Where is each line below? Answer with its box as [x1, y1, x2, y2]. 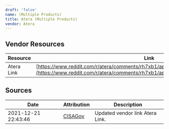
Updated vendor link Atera [95, 109, 157, 116]
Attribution [63, 101, 90, 108]
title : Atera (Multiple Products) [5, 16, 78, 21]
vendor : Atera [5, 21, 35, 26]
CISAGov [63, 112, 84, 119]
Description [114, 101, 142, 108]
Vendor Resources [5, 39, 65, 48]
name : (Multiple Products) [5, 12, 62, 17]
